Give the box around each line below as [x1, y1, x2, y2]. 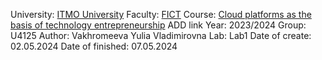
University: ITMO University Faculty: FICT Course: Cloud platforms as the [10, 9, 312, 20]
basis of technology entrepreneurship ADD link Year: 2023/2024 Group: [10, 19, 307, 31]
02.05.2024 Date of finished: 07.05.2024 [10, 40, 178, 52]
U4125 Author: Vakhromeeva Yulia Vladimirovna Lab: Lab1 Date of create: [10, 30, 312, 41]
